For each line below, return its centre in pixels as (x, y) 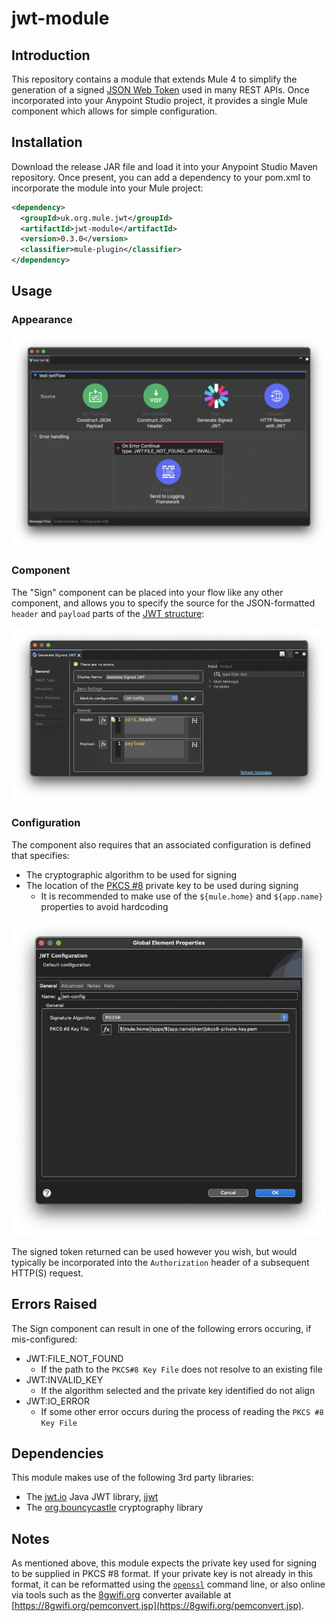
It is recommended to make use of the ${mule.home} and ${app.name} (182, 896)
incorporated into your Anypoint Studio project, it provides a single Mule (160, 100)
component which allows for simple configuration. (114, 111)
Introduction (51, 55)
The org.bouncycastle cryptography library (114, 1508)
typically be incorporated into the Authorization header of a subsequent (160, 1262)
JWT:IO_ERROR (58, 1401)
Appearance (42, 320)
